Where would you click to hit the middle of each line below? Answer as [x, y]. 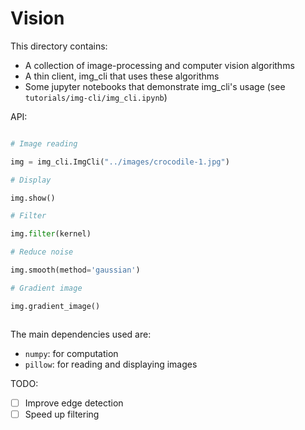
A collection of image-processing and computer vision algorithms [159, 65]
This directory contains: [59, 46]
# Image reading [44, 143]
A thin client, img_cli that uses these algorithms [122, 76]
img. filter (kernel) [51, 234]
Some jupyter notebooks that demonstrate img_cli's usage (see [155, 86]
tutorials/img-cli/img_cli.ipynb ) [96, 97]
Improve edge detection [74, 403]
